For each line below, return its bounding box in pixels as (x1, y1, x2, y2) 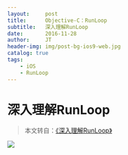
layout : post (7, 10, 58, 18)
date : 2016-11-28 (7, 30, 77, 37)
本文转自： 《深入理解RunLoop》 (24, 126, 113, 135)
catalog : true (7, 50, 49, 57)
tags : (7, 56, 23, 63)
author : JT (7, 37, 52, 44)
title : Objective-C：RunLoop (7, 17, 108, 24)
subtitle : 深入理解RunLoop (7, 23, 89, 30)
